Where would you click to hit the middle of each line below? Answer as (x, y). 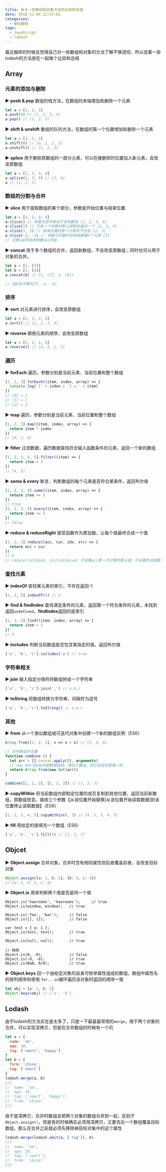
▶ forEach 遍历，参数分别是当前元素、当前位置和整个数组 (64, 372)
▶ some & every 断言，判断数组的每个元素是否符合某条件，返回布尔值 (77, 481)
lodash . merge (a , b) (25, 1078)
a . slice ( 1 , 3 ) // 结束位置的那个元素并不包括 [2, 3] (56, 231)
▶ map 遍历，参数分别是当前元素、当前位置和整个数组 (61, 415)
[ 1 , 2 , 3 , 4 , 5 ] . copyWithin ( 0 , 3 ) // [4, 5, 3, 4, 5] (62, 815)
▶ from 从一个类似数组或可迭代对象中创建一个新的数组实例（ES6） (74, 733)
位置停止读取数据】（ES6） (32, 806)
